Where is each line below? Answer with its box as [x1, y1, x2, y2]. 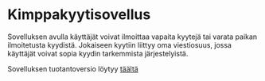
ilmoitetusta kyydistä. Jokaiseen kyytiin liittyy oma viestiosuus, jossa [7, 40, 232, 49]
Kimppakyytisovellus [7, 6, 151, 24]
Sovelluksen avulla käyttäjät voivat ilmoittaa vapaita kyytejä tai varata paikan [7, 32, 258, 41]
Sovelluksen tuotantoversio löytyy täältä [7, 64, 138, 73]
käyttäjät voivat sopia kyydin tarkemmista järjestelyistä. [7, 48, 189, 58]
